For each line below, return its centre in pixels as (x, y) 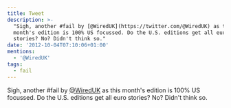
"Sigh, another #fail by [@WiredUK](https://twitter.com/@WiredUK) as (117, 26)
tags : (15, 64)
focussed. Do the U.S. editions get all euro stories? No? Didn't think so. (107, 97)
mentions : (21, 52)
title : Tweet (26, 13)
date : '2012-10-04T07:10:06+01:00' (58, 45)
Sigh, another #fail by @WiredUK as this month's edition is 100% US (104, 90)
